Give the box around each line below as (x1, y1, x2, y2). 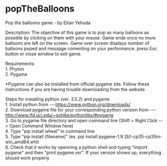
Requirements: (5, 60, 35, 66)
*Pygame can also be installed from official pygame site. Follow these (5, 81, 149, 87)
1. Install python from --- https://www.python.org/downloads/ (5, 101, 131, 107)
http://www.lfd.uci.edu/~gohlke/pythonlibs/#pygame (5, 112, 114, 118)
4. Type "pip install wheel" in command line (5, 128, 95, 134)
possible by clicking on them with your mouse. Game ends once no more (5, 35, 156, 41)
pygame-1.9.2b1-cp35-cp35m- (98, 133, 162, 139)
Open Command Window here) (9, 123, 74, 129)
